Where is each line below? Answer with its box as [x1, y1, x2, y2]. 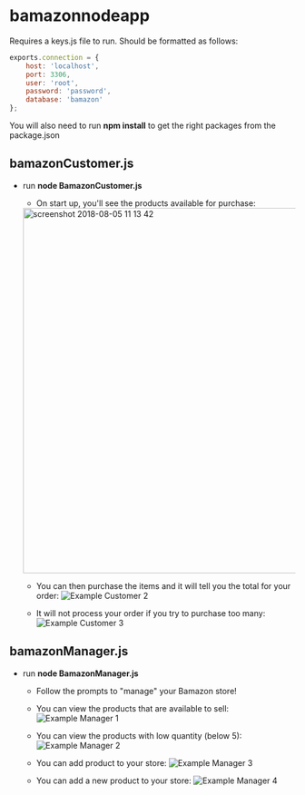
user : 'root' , [25, 78, 79, 87]
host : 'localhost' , [25, 61, 100, 71]
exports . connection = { [9, 53, 100, 62]
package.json [9, 130, 61, 141]
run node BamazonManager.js [22, 668, 139, 679]
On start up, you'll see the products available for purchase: [35, 197, 256, 209]
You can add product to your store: [35, 757, 167, 768]
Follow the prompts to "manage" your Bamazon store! [35, 685, 238, 696]
